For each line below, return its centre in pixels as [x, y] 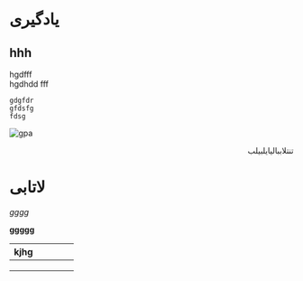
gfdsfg [22, 108]
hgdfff [21, 74]
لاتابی [28, 187]
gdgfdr [22, 100]
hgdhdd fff [29, 84]
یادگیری [34, 19]
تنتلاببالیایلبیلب [271, 150]
